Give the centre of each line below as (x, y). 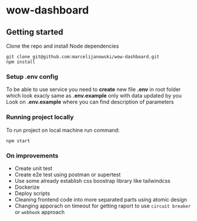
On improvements (32, 155)
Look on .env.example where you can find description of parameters (90, 102)
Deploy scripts (32, 193)
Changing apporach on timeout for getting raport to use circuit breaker (103, 206)
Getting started (35, 32)
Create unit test (33, 168)
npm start (18, 141)
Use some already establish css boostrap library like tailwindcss (93, 180)
